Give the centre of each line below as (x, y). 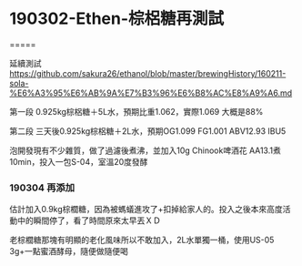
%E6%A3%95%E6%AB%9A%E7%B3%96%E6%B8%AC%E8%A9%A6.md (151, 93)
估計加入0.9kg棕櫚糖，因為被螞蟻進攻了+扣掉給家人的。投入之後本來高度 (146, 210)
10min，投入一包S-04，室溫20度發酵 (79, 161)
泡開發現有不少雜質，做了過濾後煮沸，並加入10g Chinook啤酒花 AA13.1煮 (146, 150)
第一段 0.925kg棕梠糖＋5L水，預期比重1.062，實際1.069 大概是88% (136, 111)
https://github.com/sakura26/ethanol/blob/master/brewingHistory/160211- (148, 73)
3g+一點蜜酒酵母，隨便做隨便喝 (69, 251)
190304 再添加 (42, 188)
